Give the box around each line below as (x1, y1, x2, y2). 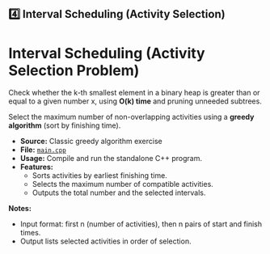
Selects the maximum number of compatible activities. (32, 180, 214, 189)
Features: (19, 162, 54, 172)
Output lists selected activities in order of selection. (19, 236, 192, 246)
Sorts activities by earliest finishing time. (32, 171, 167, 180)
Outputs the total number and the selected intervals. (32, 188, 206, 197)
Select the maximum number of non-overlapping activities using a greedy (8, 112, 255, 122)
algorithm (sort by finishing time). (8, 121, 121, 130)
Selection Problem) (8, 61, 140, 79)
